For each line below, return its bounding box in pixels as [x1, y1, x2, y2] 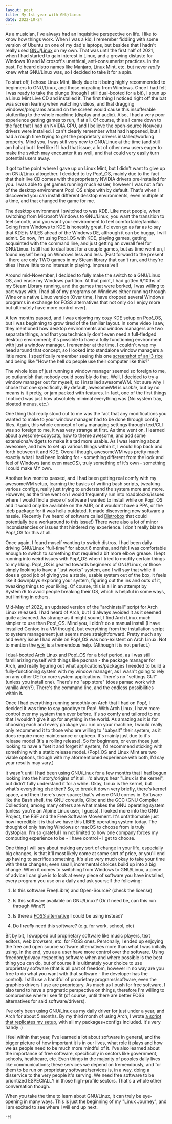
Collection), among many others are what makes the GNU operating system [5, 802, 165, 808]
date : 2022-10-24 [5, 17, 42, 22]
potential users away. [5, 155, 50, 161]
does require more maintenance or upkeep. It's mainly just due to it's [5, 733, 150, 739]
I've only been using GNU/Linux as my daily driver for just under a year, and [5, 1008, 165, 1014]
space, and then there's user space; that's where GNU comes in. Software [5, 792, 162, 798]
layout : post [5, 7, 33, 13]
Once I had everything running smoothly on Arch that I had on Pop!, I [5, 700, 150, 706]
